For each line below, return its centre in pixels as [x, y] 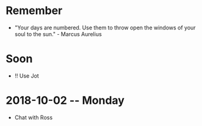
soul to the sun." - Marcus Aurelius [58, 34]
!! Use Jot [27, 76]
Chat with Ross [34, 117]
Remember [34, 11]
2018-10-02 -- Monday [65, 101]
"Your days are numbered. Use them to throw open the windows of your [105, 28]
